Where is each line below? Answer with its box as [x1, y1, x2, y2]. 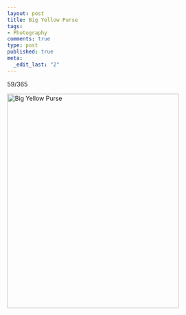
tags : [7, 23, 23, 30]
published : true [7, 49, 54, 56]
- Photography [7, 29, 48, 36]
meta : [7, 55, 23, 62]
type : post [7, 42, 38, 49]
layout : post [7, 10, 45, 17]
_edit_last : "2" [13, 61, 60, 68]
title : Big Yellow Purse [7, 16, 78, 23]
